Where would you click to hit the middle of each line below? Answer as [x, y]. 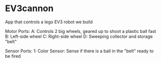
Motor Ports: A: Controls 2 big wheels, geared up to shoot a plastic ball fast [80, 31]
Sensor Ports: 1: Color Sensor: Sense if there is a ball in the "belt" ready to [79, 51]
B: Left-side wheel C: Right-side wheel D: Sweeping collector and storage [79, 36]
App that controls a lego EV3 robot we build [49, 22]
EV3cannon [29, 8]
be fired [13, 56]
